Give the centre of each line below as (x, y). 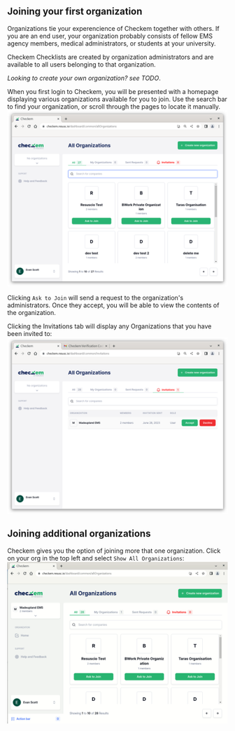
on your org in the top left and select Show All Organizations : (96, 558)
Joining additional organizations (79, 534)
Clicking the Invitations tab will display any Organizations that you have (109, 326)
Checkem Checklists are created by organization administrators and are (111, 57)
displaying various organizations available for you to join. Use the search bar (117, 99)
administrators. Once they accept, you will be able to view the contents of (113, 305)
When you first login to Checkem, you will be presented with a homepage (113, 91)
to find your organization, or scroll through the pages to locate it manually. (114, 106)
